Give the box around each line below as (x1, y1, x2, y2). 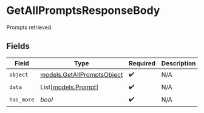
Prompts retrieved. (6, 24, 53, 31)
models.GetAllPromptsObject (40, 71, 123, 79)
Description (161, 59, 196, 67)
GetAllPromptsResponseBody (6, 4, 160, 18)
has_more (9, 96, 35, 103)
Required (128, 59, 156, 67)
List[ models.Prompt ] (40, 83, 99, 91)
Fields (6, 41, 30, 51)
